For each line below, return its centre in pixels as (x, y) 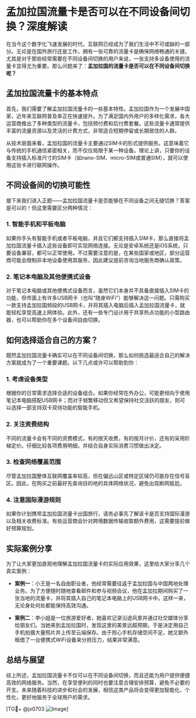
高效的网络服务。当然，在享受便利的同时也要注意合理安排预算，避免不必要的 (98, 682)
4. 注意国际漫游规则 (34, 500)
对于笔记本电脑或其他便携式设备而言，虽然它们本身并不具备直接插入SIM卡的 (98, 291)
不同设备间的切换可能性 (48, 185)
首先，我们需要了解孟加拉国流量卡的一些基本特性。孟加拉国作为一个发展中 (95, 108)
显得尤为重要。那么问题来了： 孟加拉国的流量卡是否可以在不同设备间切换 (103, 66)
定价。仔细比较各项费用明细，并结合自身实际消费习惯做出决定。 (87, 445)
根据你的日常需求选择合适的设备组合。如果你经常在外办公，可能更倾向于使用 (98, 393)
